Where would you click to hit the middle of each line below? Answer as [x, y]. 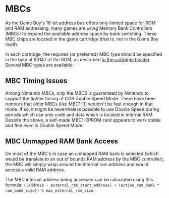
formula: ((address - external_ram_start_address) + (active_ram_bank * [82, 185]
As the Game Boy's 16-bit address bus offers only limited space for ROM [80, 23]
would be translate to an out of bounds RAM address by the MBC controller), [85, 159]
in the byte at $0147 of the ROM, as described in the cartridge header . [78, 59]
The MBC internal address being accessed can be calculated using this [79, 179]
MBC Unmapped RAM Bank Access [62, 142]
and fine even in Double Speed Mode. [45, 125]
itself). [12, 44]
